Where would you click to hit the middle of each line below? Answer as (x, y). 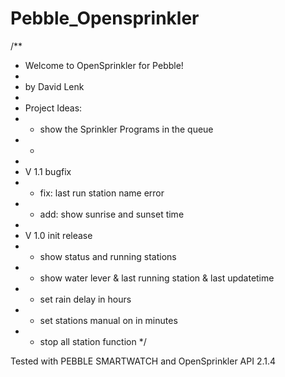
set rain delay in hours (85, 299)
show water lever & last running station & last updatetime (157, 278)
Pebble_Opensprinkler (105, 18)
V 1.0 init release (58, 235)
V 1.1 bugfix (48, 171)
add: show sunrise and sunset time (112, 214)
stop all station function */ (93, 341)
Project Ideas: (53, 108)
